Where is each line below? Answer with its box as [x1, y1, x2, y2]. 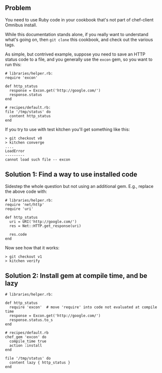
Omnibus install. [5, 22, 37, 28]
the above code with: [5, 188, 48, 194]
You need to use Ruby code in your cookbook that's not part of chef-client [5, 17, 154, 22]
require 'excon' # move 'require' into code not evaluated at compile [9, 305, 158, 310]
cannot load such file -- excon [5, 157, 70, 162]
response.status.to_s [9, 317, 53, 323]
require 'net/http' [5, 202, 45, 207]
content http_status [9, 113, 51, 118]
